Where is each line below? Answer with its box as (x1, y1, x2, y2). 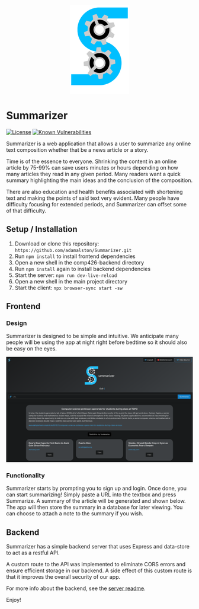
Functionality (6, 471, 46, 479)
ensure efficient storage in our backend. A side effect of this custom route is (6, 567, 192, 574)
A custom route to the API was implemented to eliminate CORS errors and (6, 561, 186, 568)
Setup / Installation (6, 224, 78, 234)
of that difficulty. (6, 207, 46, 214)
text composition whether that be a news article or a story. (6, 146, 149, 153)
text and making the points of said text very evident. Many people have (6, 195, 179, 202)
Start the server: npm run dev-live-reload (14, 272, 117, 279)
